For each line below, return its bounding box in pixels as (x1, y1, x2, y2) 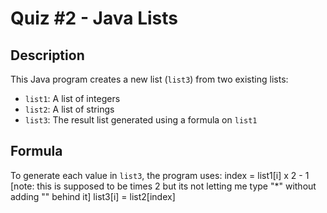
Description (10, 47, 85, 64)
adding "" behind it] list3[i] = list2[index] (10, 190, 176, 202)
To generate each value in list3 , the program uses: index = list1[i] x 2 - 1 (10, 169, 310, 181)
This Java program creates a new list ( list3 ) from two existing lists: (10, 73, 289, 85)
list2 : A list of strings (24, 103, 115, 115)
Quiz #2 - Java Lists (10, 7, 178, 30)
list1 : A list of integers (24, 93, 121, 104)
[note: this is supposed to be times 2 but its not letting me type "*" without (10, 180, 317, 192)
